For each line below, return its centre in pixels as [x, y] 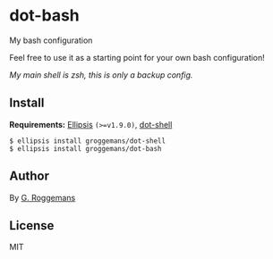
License [32, 226]
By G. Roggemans [43, 197]
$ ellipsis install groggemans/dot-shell [88, 141]
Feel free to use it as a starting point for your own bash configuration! [137, 57]
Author [29, 176]
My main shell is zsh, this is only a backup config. [101, 75]
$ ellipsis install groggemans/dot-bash [86, 148]
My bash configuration [51, 40]
